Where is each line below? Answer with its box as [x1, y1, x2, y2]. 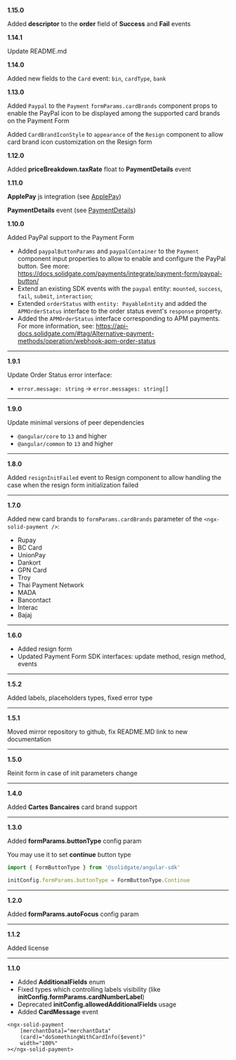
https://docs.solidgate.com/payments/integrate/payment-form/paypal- [17, 269, 223, 278]
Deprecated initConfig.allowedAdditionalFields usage [17, 1000, 177, 1009]
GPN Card [17, 566, 47, 574]
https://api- [96, 322, 129, 330]
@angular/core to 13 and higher [17, 432, 107, 440]
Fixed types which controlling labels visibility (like [17, 985, 161, 993]
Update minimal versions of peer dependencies [7, 419, 145, 426]
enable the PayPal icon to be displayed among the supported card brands [7, 109, 221, 117]
